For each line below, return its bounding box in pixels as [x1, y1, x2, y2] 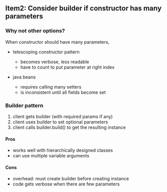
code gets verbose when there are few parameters [12, 181, 120, 187]
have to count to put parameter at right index [20, 64, 115, 70]
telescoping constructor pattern [12, 48, 80, 55]
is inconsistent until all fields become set [20, 89, 106, 95]
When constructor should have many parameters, [5, 39, 110, 45]
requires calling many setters [20, 84, 82, 90]
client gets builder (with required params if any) [12, 113, 113, 119]
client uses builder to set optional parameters [12, 119, 108, 125]
